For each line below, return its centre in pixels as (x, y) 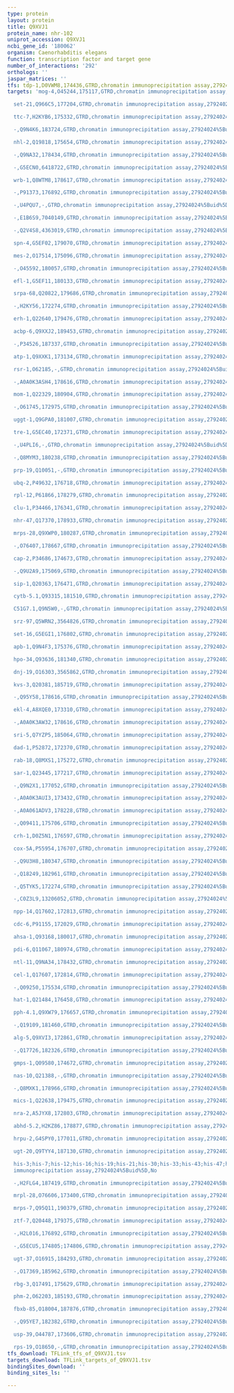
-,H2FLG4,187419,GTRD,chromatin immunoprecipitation (92, 1183)
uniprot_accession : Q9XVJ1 (46, 40)
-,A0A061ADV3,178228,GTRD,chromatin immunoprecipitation (98, 811)
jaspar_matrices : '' (37, 79)
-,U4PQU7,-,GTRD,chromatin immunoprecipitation (84, 205)
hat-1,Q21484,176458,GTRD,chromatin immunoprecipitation (98, 1000)
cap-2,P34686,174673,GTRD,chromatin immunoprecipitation (98, 558)
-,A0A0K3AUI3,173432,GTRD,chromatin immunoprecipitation (98, 798)
